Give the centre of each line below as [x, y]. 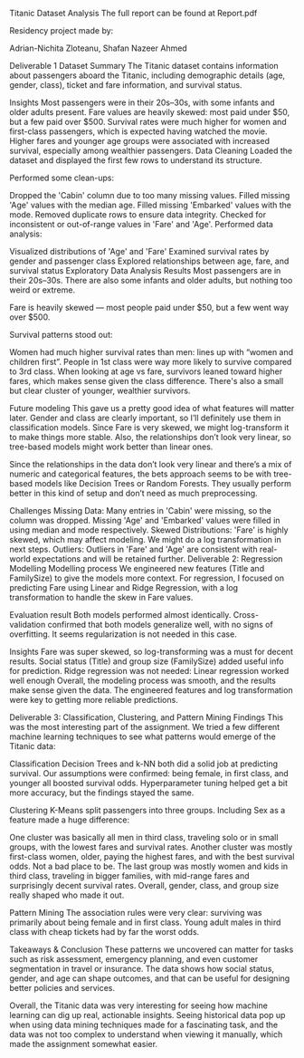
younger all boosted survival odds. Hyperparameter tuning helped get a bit [148, 783]
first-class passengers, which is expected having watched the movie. [138, 131]
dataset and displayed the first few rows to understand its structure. [136, 160]
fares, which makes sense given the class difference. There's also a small [147, 381]
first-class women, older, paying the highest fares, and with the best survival [152, 856]
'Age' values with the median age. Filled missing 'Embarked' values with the [151, 205]
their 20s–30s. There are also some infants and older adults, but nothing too [151, 280]
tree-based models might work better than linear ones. [111, 447]
